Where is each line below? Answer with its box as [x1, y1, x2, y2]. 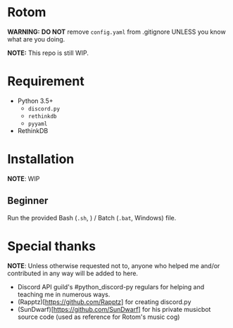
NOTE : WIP [7, 174, 40, 183]
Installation [7, 151, 75, 168]
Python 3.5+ [17, 96, 54, 105]
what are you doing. [7, 34, 65, 43]
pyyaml [27, 120, 48, 127]
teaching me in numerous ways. [17, 290, 111, 298]
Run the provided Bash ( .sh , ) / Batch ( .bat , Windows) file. [7, 213, 177, 222]
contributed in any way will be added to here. [7, 269, 139, 277]
